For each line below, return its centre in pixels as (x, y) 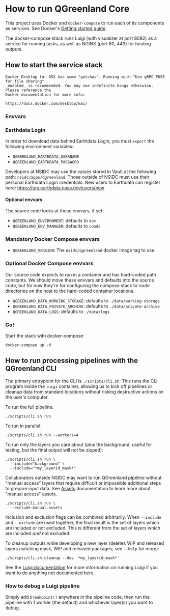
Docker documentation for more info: (45, 95)
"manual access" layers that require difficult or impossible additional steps (83, 483)
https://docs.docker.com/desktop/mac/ (46, 103)
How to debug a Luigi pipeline (42, 586)
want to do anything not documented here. (50, 573)
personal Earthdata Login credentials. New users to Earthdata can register (83, 182)
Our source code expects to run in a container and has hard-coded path (81, 274)
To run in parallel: (23, 426)
